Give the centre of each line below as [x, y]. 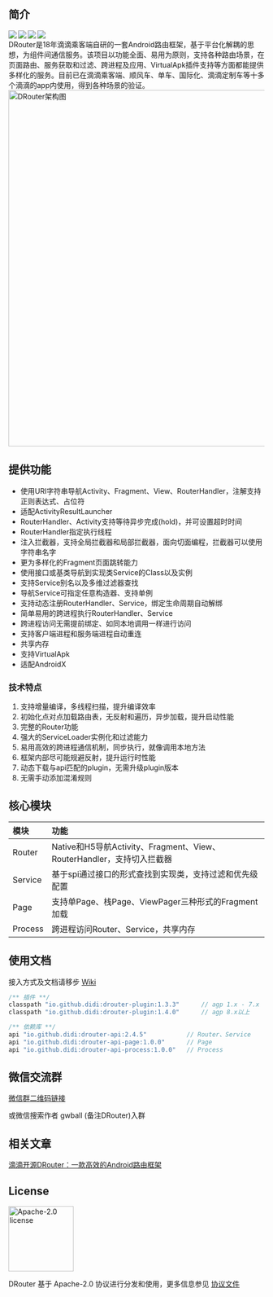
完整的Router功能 [49, 727]
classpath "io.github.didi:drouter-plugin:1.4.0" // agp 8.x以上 [129, 1013]
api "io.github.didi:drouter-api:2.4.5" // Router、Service [130, 1035]
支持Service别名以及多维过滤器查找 [79, 583]
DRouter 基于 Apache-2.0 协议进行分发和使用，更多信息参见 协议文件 [124, 1284]
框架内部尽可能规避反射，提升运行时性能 [88, 757]
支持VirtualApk [45, 653]
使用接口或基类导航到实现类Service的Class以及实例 [106, 572]
